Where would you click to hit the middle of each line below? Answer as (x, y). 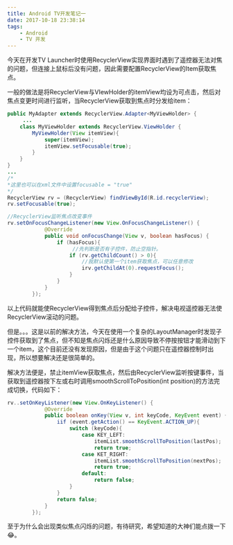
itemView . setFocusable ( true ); (88, 146)
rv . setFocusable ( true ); (42, 204)
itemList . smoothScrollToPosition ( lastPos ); (158, 441)
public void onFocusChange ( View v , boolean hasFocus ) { (127, 236)
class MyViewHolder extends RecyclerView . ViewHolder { (101, 127)
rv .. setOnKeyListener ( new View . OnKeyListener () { (80, 403)
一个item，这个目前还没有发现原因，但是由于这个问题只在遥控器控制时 (107, 349)
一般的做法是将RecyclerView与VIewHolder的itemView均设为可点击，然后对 (114, 92)
